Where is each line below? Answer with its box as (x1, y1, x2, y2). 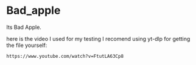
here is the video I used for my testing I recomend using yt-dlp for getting (6, 35, 191, 42)
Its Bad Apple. (6, 23, 41, 31)
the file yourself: (6, 42, 47, 49)
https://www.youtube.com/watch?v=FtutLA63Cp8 (6, 53, 124, 59)
